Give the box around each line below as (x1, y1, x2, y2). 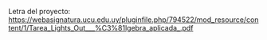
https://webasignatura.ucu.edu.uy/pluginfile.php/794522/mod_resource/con (8, 15, 259, 24)
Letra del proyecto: (8, 7, 71, 16)
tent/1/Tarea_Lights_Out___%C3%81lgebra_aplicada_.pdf (8, 24, 194, 32)
